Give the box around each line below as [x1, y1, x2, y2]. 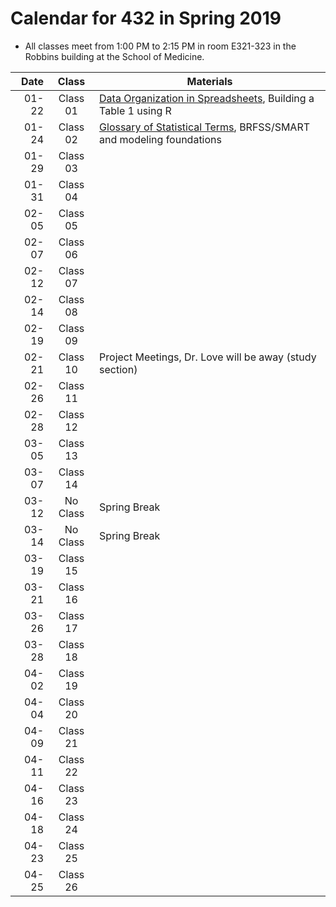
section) [99, 362, 138, 376]
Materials [186, 74, 233, 88]
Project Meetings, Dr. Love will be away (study [99, 350, 317, 364]
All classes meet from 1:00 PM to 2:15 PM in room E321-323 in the [24, 40, 297, 52]
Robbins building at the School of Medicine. [24, 50, 205, 62]
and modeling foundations [99, 132, 222, 146]
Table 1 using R [99, 103, 172, 117]
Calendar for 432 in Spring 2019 [10, 7, 282, 30]
